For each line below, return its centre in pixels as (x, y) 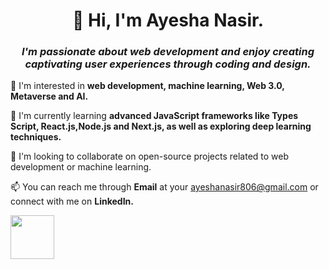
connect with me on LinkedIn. (72, 201)
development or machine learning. (81, 167)
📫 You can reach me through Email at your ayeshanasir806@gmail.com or (164, 187)
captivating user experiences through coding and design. (168, 64)
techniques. (36, 137)
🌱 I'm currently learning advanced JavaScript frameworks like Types (154, 116)
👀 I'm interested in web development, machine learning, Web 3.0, (147, 86)
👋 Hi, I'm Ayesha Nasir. (168, 20)
